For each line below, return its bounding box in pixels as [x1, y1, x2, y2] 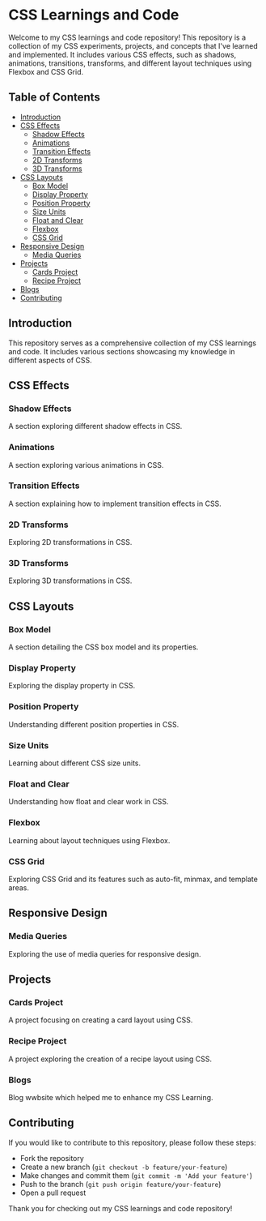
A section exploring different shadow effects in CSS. [8, 422, 183, 431]
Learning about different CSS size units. [8, 758, 141, 768]
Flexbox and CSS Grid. [8, 66, 83, 76]
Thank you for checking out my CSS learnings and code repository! [8, 1203, 233, 1213]
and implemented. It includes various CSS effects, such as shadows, [8, 49, 237, 59]
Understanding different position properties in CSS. [8, 719, 179, 729]
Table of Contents [8, 91, 101, 105]
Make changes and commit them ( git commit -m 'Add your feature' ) [19, 1170, 253, 1180]
